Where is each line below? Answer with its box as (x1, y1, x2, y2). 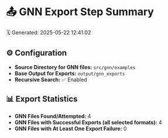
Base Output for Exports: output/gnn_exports (14, 70, 125, 77)
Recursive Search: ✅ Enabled (14, 76, 87, 83)
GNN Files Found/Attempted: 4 (14, 112, 91, 119)
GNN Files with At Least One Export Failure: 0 (14, 125, 127, 132)
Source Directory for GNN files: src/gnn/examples (14, 63, 136, 71)
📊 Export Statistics (6, 94, 78, 104)
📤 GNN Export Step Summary (6, 5, 154, 19)
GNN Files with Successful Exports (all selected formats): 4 (14, 119, 162, 126)
